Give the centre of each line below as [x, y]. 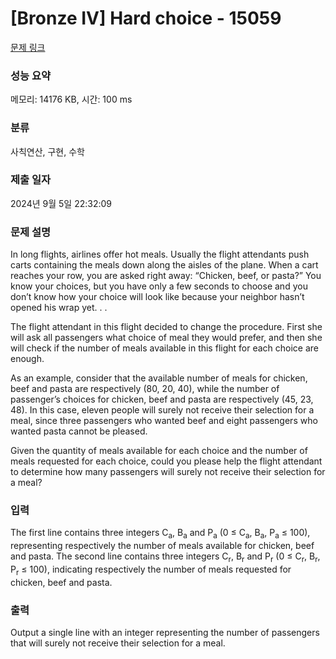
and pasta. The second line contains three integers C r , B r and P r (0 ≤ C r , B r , [165, 557]
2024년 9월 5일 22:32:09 [61, 203]
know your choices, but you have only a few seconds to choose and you [159, 286]
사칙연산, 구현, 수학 [47, 151]
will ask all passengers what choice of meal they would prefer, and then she [166, 338]
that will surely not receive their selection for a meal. [118, 643]
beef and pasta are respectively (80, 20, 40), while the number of [145, 389]
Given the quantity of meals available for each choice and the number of [159, 451]
